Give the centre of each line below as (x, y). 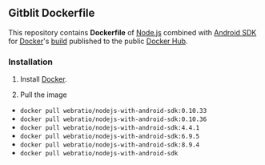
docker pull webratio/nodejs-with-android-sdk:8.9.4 (110, 145)
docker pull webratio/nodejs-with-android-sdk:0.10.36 (113, 119)
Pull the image (43, 95)
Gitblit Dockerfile (52, 13)
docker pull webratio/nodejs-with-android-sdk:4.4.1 (110, 128)
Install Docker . (43, 79)
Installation (31, 62)
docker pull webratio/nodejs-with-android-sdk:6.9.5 (110, 137)
